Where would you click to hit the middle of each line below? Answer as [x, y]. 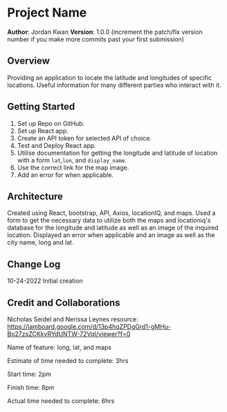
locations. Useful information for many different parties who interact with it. [114, 85]
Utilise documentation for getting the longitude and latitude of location [117, 153]
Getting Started [41, 107]
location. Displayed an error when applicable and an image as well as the [111, 235]
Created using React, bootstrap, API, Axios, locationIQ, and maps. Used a [111, 213]
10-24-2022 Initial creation [45, 281]
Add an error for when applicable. [65, 175]
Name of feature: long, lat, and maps [60, 347]
